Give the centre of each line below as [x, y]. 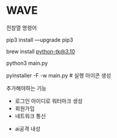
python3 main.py [27, 63]
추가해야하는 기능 [26, 88]
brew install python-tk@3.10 [41, 51]
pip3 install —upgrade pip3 [40, 40]
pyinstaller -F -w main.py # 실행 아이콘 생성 [59, 75]
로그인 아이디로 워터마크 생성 [49, 101]
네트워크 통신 [30, 116]
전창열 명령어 [22, 28]
